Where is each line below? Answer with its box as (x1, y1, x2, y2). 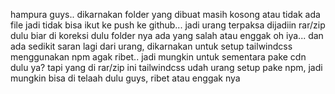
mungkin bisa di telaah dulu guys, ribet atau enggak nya (10, 72, 241, 84)
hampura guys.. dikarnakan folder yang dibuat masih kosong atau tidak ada (10, 9, 321, 20)
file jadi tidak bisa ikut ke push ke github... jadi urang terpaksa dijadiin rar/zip (10, 19, 326, 31)
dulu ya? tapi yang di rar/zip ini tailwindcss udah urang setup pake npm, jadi (10, 62, 323, 73)
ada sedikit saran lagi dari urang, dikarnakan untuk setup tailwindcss (10, 40, 293, 52)
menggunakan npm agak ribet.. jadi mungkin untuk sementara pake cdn (10, 51, 307, 63)
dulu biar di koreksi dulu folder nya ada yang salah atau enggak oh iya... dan (10, 30, 324, 41)
